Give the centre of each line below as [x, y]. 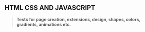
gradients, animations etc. [44, 24]
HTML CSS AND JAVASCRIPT [50, 8]
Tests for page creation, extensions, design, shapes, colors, [78, 19]
